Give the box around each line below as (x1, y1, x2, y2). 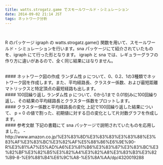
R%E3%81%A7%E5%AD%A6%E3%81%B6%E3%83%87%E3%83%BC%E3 (5, 144, 159, 150)
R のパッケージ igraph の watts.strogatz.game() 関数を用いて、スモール (5, 40, 147, 45)
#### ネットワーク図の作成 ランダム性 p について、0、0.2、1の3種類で (5, 74, 147, 80)
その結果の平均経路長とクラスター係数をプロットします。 (18, 98, 133, 104)
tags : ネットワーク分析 (5, 16, 48, 21)
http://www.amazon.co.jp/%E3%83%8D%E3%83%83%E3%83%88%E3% (5, 134, 156, 140)
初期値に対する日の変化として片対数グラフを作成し (55, 110, 159, 116)
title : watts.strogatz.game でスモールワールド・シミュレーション (5, 7, 129, 12)
